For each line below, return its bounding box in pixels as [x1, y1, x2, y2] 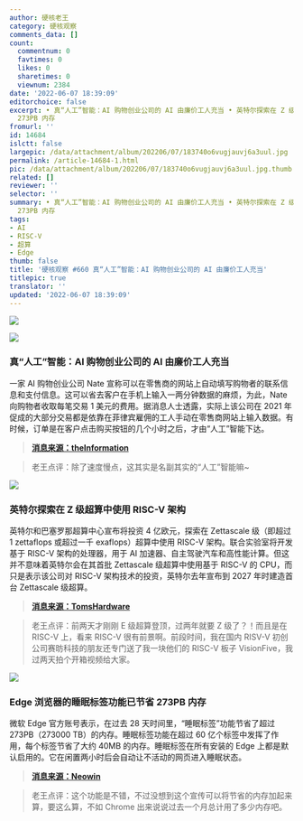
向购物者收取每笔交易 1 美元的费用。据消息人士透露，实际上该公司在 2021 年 [9, 400, 293, 411]
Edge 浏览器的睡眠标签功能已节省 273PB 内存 [9, 696, 207, 709]
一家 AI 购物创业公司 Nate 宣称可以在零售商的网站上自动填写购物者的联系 [9, 378, 281, 388]
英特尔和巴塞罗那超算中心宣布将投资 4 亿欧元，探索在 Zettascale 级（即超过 [9, 526, 291, 536]
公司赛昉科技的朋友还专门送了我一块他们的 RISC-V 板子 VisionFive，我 [31, 643, 293, 654]
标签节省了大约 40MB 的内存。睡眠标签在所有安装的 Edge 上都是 [40, 741, 281, 751]
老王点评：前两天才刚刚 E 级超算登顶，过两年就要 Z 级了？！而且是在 [31, 620, 288, 631]
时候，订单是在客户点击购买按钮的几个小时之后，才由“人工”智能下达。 [9, 423, 270, 434]
